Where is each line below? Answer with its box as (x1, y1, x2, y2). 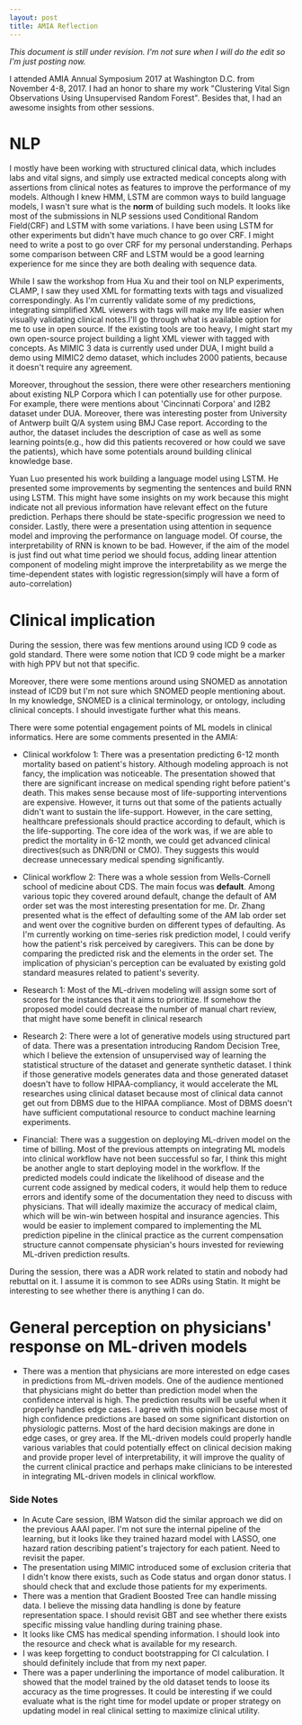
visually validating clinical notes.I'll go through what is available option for (9, 314, 281, 325)
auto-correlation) (9, 578, 73, 589)
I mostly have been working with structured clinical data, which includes (9, 163, 277, 174)
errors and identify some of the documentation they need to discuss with (22, 1192, 293, 1202)
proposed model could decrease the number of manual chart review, (22, 1004, 277, 1014)
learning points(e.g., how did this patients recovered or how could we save (9, 437, 286, 448)
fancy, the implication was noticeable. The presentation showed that (22, 768, 276, 779)
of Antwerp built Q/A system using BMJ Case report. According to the (9, 417, 268, 428)
